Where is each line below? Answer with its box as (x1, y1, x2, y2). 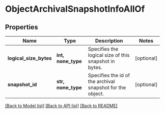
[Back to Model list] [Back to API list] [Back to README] (5, 103, 118, 109)
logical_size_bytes (7, 55, 52, 62)
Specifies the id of (88, 72, 130, 79)
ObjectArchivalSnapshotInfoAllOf (5, 3, 145, 15)
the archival (88, 78, 115, 85)
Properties (5, 23, 38, 31)
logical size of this (88, 52, 130, 58)
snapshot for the (88, 84, 126, 91)
